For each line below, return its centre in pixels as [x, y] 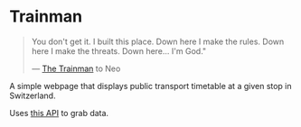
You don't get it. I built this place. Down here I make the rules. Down [158, 41]
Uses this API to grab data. [59, 113]
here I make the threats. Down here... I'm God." [119, 50]
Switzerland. [33, 95]
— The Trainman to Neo [76, 68]
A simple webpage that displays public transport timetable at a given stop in [150, 86]
